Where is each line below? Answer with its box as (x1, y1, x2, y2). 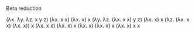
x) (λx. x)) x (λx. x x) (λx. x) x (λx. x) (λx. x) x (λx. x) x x (6, 22, 141, 29)
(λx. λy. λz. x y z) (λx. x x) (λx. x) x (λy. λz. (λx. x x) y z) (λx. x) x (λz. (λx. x (6, 16, 190, 22)
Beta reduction (6, 5, 42, 12)
